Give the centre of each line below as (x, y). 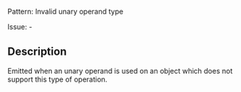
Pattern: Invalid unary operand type (66, 11)
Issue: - (20, 27)
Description (37, 52)
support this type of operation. (58, 79)
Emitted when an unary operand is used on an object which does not (120, 71)
